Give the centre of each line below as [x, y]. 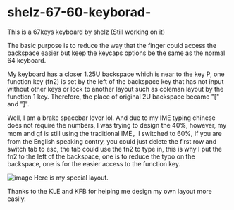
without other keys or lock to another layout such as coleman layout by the [116, 89]
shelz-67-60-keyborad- [79, 12]
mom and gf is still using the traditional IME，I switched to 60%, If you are [115, 133]
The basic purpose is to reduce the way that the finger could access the [112, 45]
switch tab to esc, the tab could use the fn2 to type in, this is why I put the [115, 149]
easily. [17, 199]
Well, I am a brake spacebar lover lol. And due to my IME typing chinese [112, 118]
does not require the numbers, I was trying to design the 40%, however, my [117, 125]
